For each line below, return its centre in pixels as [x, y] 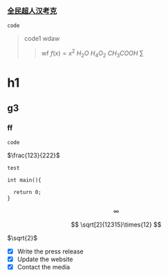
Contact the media [44, 267]
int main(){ [24, 180]
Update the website [45, 259]
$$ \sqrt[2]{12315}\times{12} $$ [116, 224]
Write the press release [50, 251]
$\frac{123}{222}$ [34, 155]
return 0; [27, 192]
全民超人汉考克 [32, 10]
